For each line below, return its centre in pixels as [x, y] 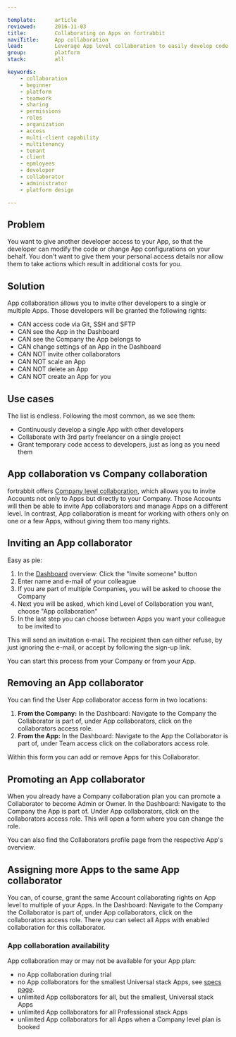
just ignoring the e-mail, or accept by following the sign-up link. [99, 647]
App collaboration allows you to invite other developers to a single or [107, 303]
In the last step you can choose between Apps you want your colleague [121, 619]
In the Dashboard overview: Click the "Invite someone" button [107, 573]
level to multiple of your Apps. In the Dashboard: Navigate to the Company [115, 905]
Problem [26, 224]
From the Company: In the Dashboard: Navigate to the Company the [117, 714]
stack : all [36, 60]
